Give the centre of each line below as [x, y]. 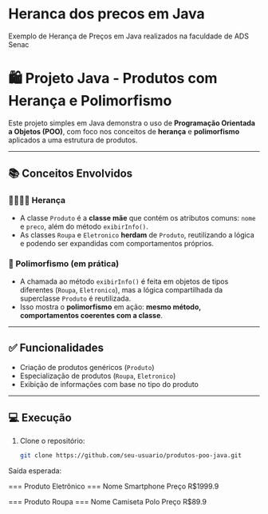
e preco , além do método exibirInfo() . [84, 226]
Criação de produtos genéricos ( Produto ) [87, 367]
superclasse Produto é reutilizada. [75, 298]
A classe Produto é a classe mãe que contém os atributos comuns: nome [138, 217]
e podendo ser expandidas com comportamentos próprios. [116, 243]
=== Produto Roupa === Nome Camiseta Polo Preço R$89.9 [108, 502]
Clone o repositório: [52, 441]
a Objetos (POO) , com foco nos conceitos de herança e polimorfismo [124, 131]
